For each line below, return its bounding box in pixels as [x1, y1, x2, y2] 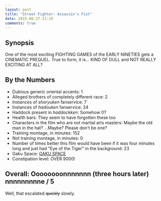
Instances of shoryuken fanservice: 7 [12, 99, 87, 105]
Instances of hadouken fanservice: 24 [12, 104, 89, 110]
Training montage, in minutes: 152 [12, 130, 80, 136]
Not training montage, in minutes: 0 [12, 135, 83, 141]
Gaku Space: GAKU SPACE [12, 151, 66, 156]
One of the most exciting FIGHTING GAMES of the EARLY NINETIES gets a [5, 51, 154, 57]
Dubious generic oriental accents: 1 [12, 88, 83, 95]
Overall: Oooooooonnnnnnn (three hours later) [5, 170, 149, 178]
